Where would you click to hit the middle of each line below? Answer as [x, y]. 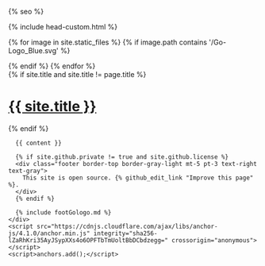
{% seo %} [26, 12]
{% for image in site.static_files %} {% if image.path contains [108, 42]
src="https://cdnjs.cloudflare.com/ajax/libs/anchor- [127, 226]
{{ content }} [38, 143]
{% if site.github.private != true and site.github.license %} [122, 157]
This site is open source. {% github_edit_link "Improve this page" [138, 178]
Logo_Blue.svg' [33, 50]
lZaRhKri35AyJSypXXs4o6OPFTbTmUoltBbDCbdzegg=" [88, 240]
